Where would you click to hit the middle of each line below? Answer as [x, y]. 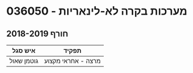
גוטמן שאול [24, 61]
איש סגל [24, 51]
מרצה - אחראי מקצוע [72, 61]
